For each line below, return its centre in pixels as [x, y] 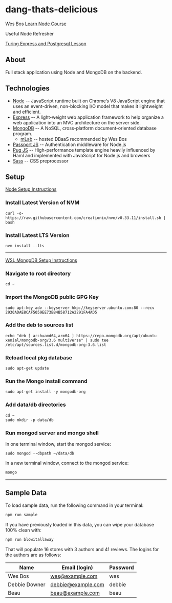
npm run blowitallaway [29, 539]
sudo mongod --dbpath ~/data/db [40, 453]
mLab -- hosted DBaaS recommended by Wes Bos [73, 139]
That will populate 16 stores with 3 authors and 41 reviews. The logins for [82, 549]
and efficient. [27, 112]
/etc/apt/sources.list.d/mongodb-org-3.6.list [56, 345]
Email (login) [77, 568]
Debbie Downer [27, 584]
